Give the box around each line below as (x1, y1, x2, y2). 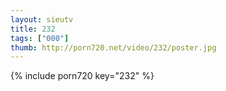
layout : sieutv (10, 14, 74, 25)
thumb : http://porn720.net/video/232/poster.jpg (10, 42, 217, 53)
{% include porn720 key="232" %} (10, 70, 155, 82)
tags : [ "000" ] (10, 33, 70, 43)
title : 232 (10, 24, 56, 34)
